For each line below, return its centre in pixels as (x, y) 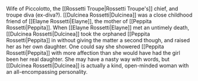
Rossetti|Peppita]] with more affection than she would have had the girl (93, 53)
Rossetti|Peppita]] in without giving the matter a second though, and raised (98, 40)
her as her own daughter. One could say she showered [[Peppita (85, 46)
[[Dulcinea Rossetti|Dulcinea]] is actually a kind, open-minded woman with (98, 66)
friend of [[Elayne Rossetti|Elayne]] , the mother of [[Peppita (79, 21)
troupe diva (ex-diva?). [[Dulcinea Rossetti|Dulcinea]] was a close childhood (99, 15)
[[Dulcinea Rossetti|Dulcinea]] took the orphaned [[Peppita (78, 34)
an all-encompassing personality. (47, 72)
